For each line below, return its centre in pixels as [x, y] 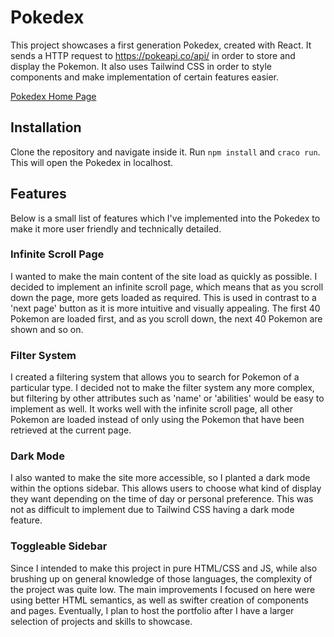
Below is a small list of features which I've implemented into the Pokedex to [165, 218]
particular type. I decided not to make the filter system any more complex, [162, 388]
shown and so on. [47, 329]
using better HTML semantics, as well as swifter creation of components [159, 600]
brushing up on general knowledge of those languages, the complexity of [161, 578]
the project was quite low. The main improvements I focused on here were [163, 589]
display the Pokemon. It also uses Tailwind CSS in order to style [141, 66]
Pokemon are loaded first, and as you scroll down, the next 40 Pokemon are [166, 318]
